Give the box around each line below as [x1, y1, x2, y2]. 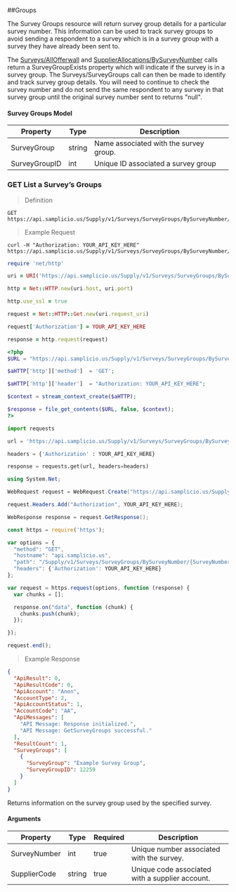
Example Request [24, 228, 75, 236]
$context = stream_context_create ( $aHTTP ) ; [7, 393, 137, 400]
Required [93, 832, 125, 842]
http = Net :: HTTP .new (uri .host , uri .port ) [7, 285, 133, 292]
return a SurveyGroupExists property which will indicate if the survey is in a [7, 63, 225, 71]
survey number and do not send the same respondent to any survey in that [7, 86, 224, 93]
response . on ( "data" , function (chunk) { [13, 603, 133, 610]
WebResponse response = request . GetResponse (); [7, 513, 150, 520]
